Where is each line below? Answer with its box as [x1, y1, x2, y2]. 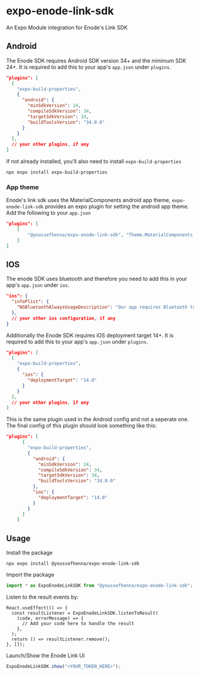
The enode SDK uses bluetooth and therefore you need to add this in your [6, 275, 187, 283]
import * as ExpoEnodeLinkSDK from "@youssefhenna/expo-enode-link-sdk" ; [6, 583, 193, 589]
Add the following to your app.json [6, 209, 91, 216]
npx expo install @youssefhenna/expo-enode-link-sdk [6, 561, 140, 567]
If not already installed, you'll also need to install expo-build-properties [6, 158, 182, 165]
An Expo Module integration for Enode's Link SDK [6, 24, 128, 31]
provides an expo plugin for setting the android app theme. [45, 203, 189, 210]
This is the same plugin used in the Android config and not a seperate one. [6, 416, 189, 423]
